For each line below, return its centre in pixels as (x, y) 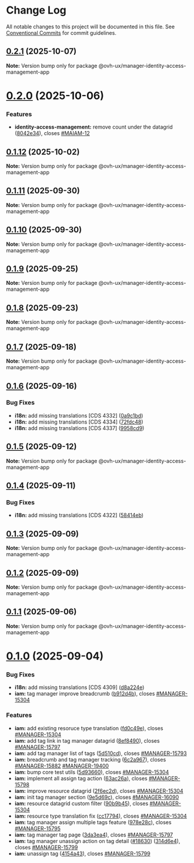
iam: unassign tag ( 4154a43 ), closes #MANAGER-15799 (83, 854)
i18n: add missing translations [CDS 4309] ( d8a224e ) (79, 687)
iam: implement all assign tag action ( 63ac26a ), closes (81, 778)
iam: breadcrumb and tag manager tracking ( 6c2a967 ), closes (90, 759)
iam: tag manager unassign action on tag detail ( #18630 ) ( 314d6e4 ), (97, 841)
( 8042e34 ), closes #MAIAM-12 (52, 133)
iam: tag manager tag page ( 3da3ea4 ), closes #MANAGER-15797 (94, 835)
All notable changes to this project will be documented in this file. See (91, 27)
